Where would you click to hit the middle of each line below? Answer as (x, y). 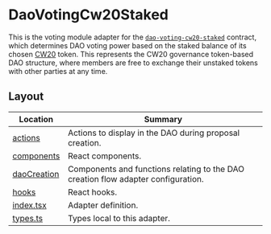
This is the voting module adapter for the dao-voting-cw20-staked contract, (132, 37)
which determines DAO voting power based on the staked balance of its (128, 45)
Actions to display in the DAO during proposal (154, 133)
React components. (104, 156)
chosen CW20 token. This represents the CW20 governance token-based (131, 54)
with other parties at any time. (58, 71)
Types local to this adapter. (119, 218)
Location (36, 119)
